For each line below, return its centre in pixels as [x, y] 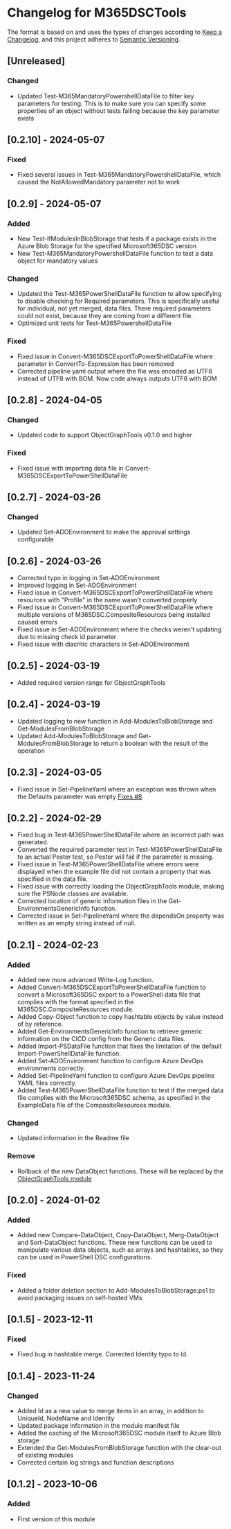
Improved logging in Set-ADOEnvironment [77, 585]
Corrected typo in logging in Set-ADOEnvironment [89, 578]
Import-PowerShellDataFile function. [69, 1054]
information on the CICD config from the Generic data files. [101, 1039]
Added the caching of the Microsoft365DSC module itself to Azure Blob [119, 1433]
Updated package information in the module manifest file [98, 1425]
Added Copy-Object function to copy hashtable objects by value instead [120, 1017]
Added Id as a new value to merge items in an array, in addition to [110, 1410]
